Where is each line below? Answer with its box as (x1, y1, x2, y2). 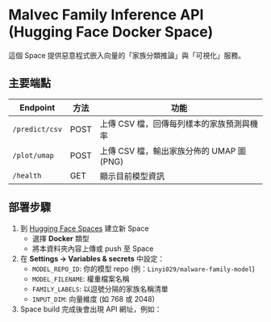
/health (12, 171, 42, 180)
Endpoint (19, 102, 56, 113)
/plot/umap (12, 151, 54, 160)
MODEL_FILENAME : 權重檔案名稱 (31, 274, 130, 283)
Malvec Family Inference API (8, 6, 204, 24)
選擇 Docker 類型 (31, 233, 90, 243)
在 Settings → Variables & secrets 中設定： (19, 253, 165, 263)
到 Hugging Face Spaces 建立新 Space (19, 224, 149, 233)
